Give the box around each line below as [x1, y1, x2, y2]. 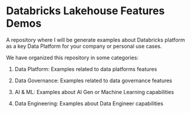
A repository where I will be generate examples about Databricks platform [6, 36, 186, 43]
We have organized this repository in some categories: [6, 54, 139, 61]
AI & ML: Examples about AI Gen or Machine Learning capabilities [14, 88, 174, 95]
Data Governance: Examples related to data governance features [14, 77, 173, 84]
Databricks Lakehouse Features [6, 4, 165, 18]
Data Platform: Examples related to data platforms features [14, 65, 157, 72]
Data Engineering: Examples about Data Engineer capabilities [14, 99, 164, 107]
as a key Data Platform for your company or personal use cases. [6, 43, 162, 50]
